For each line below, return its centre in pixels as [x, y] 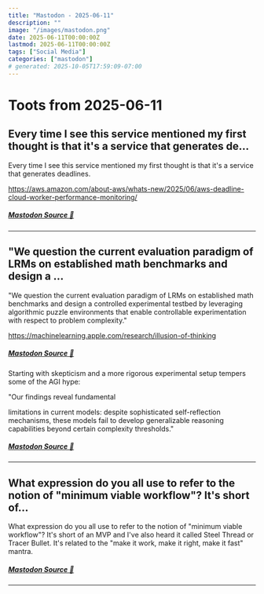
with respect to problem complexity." [68, 320]
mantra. [21, 552]
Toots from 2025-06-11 [85, 105]
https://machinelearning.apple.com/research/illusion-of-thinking [112, 335]
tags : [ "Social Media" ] [47, 52]
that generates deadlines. [49, 173]
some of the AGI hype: [44, 381]
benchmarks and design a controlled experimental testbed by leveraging [126, 304]
